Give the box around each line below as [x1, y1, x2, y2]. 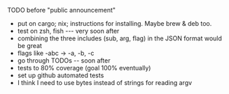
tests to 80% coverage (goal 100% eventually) [17, 64, 151, 72]
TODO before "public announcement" [7, 6, 116, 14]
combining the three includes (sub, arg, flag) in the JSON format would [17, 34, 223, 42]
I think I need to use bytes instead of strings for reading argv [17, 79, 193, 86]
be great [17, 42, 42, 49]
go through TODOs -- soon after [17, 56, 111, 65]
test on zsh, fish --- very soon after [17, 27, 120, 35]
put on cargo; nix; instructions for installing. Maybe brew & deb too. [17, 19, 212, 27]
